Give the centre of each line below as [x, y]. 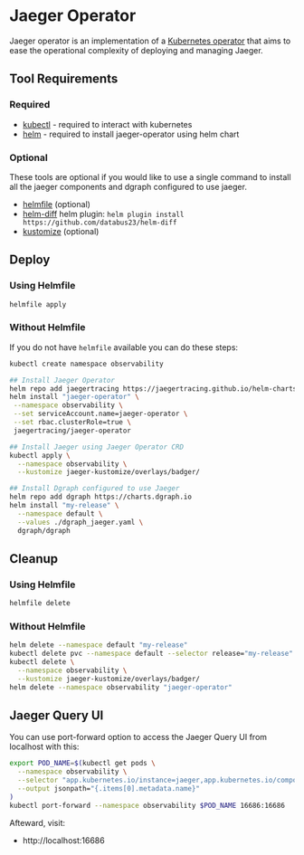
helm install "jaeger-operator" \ [75, 397]
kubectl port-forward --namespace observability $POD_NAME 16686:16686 [147, 805]
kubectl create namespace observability [87, 364]
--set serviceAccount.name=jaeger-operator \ [100, 414]
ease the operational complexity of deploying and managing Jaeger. [137, 50]
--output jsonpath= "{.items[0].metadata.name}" [109, 789]
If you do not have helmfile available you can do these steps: [123, 347]
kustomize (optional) [61, 231]
